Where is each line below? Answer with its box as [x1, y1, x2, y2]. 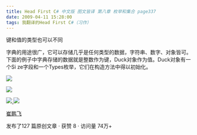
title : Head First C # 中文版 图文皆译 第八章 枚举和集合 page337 [6, 8, 156, 15]
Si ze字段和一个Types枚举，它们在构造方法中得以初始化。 [11, 63, 152, 70]
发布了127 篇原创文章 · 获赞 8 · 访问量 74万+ [6, 123, 112, 130]
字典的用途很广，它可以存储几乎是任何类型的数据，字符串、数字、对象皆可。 [6, 49, 192, 56]
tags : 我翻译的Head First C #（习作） [6, 19, 92, 25]
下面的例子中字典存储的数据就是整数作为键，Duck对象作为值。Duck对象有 [6, 56, 186, 63]
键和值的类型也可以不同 [6, 36, 63, 43]
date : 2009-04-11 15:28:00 [6, 14, 72, 20]
